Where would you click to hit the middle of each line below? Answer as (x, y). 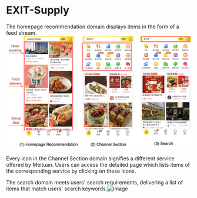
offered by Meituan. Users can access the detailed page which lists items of (98, 165)
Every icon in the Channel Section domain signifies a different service (90, 159)
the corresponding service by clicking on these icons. (71, 171)
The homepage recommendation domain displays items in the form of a (93, 27)
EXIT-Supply (38, 10)
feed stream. (21, 32)
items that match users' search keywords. (57, 189)
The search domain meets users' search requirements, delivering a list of (95, 183)
